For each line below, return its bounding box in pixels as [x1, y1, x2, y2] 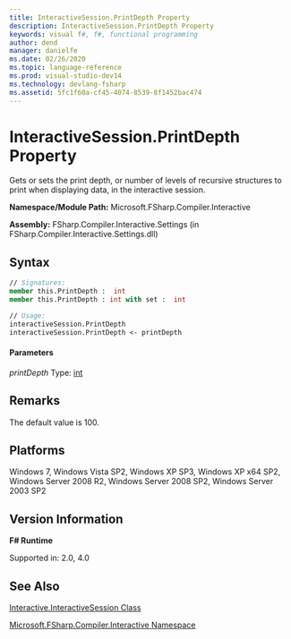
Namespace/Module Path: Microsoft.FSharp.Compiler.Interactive [9, 202, 251, 213]
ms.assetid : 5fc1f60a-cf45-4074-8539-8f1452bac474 [9, 88, 202, 97]
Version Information [9, 511, 124, 526]
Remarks [9, 393, 61, 408]
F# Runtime [9, 535, 54, 546]
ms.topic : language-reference [9, 64, 123, 72]
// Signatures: [9, 278, 66, 287]
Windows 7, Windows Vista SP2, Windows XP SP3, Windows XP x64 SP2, [9, 466, 281, 477]
